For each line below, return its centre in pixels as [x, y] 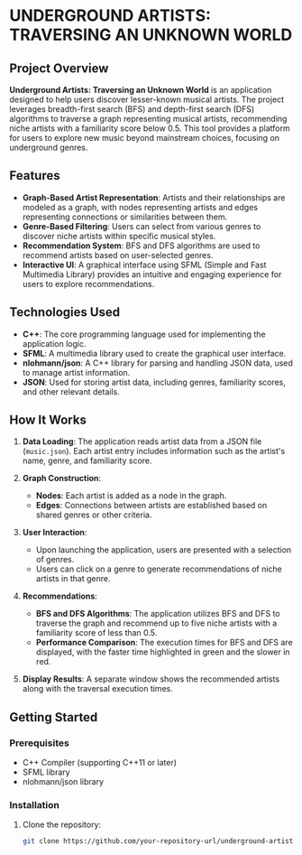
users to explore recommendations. [88, 283]
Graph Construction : [62, 479]
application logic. [54, 343]
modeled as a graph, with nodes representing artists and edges [140, 207]
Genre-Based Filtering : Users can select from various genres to [142, 226]
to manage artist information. [76, 372]
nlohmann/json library [63, 782]
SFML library [46, 772]
